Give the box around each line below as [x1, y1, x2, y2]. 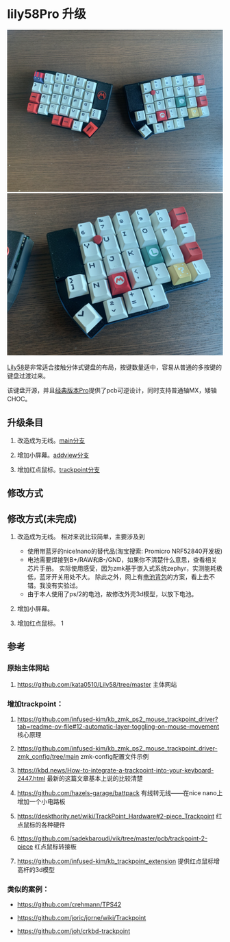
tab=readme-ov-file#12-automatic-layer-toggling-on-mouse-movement [16, 722, 220, 731]
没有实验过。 [45, 581, 82, 589]
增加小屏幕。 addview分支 [16, 451, 90, 459]
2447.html [16, 774, 46, 782]
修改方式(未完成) [7, 513, 77, 525]
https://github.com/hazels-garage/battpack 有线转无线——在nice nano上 [16, 788, 223, 797]
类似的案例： [7, 884, 50, 894]
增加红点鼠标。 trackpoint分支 [16, 465, 101, 473]
